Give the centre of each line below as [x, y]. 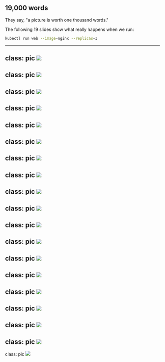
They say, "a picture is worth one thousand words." [57, 20]
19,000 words [27, 8]
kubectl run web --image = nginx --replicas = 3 [51, 38]
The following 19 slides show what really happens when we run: [69, 29]
